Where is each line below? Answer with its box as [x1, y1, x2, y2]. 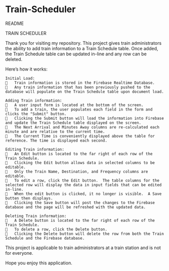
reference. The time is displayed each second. [5, 138, 108, 143]
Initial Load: [5, 76, 35, 81]
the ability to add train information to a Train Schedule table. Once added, [5, 45, 158, 51]
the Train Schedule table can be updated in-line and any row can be [5, 51, 147, 57]
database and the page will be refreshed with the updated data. [5, 205, 146, 210]
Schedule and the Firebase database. [5, 235, 85, 241]
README [5, 20, 24, 26]
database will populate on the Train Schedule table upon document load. [5, 89, 164, 94]
